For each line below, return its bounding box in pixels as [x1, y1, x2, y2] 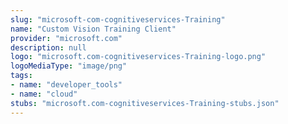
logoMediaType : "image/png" [10, 61, 128, 71]
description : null [10, 42, 87, 53]
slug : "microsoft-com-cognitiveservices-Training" [10, 14, 226, 25]
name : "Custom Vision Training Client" [10, 24, 177, 34]
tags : [10, 71, 33, 81]
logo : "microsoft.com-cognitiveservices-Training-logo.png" [10, 52, 267, 62]
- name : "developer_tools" [10, 80, 123, 90]
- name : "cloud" [10, 89, 78, 99]
